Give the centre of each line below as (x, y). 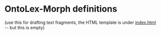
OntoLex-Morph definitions (61, 9)
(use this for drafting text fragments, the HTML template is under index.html (80, 22)
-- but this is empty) (25, 27)
